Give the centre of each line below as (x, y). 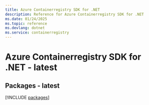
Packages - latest (32, 86)
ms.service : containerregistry (37, 33)
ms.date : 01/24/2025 (26, 19)
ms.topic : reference (26, 23)
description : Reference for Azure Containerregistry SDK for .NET (74, 14)
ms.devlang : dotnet (25, 28)
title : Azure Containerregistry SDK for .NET (52, 10)
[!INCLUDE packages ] (27, 97)
